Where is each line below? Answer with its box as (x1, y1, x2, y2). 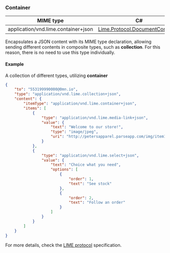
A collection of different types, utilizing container (5, 73, 108, 79)
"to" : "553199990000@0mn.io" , (14, 87, 78, 92)
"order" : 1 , (68, 176, 94, 182)
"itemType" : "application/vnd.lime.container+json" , (23, 101, 137, 106)
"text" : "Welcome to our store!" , (50, 125, 123, 130)
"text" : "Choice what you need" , (50, 162, 121, 167)
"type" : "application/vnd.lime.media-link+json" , (41, 115, 148, 120)
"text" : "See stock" (68, 181, 112, 186)
